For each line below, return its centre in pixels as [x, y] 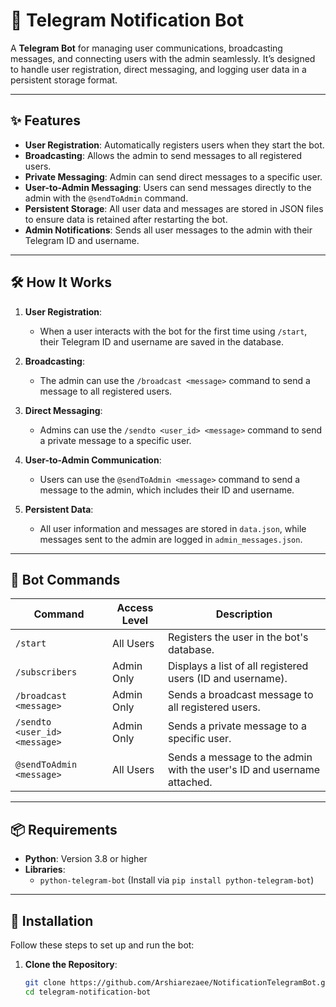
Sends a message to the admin [240, 757]
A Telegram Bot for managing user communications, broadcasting [146, 48]
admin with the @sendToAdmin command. [106, 198]
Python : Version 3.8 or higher [86, 859]
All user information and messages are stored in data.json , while [173, 528]
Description [244, 614]
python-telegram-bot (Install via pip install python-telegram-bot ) [177, 880]
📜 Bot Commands [65, 579]
